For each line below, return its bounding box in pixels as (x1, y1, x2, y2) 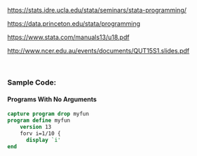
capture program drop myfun (7, 111, 90, 118)
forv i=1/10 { (20, 129, 61, 137)
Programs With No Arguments (7, 94, 97, 104)
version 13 (20, 123, 52, 130)
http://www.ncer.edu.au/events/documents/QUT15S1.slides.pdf (7, 47, 190, 55)
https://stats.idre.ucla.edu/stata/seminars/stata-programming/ (7, 6, 187, 14)
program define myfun (7, 117, 71, 124)
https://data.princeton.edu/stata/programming (7, 20, 140, 27)
